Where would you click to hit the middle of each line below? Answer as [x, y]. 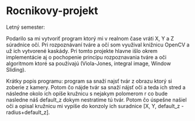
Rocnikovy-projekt [52, 11]
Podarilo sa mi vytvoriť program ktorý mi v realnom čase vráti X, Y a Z [90, 38]
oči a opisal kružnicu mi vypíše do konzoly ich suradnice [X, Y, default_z [93, 106]
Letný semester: [25, 27]
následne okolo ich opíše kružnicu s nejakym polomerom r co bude [87, 93]
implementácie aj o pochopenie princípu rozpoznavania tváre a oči [86, 57]
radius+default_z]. [28, 112]
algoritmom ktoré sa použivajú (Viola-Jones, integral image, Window [88, 63]
